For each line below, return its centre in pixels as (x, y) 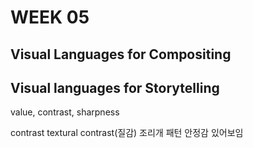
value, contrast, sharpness (65, 112)
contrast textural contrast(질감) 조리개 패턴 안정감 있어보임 (127, 133)
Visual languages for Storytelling (115, 87)
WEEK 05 (50, 17)
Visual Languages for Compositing (121, 54)
